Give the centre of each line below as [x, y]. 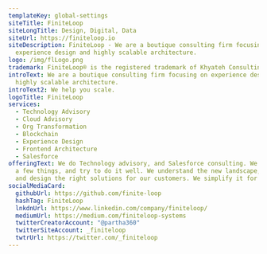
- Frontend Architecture [56, 149]
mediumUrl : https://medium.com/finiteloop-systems [101, 216]
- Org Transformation [51, 127]
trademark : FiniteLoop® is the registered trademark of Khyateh [117, 68]
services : [25, 104]
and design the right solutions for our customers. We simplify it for [137, 179]
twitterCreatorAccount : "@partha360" [78, 223]
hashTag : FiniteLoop [49, 201]
